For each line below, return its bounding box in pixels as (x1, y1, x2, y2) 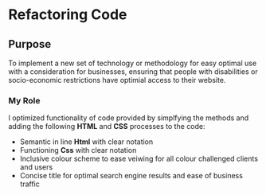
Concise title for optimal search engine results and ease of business (19, 171, 243, 181)
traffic (19, 179, 40, 189)
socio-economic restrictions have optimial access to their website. (8, 76, 226, 84)
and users (19, 162, 53, 172)
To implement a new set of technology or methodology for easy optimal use (8, 58, 257, 68)
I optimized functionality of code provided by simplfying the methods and (8, 113, 249, 123)
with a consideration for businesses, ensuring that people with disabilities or (8, 67, 258, 76)
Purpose (8, 37, 52, 51)
